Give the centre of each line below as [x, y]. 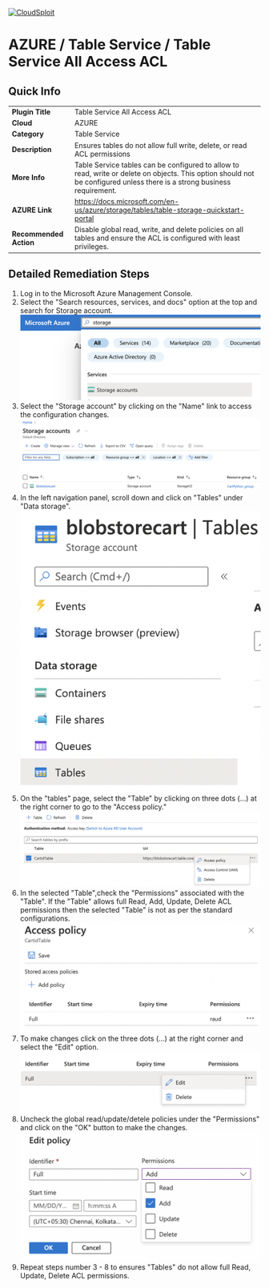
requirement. [96, 190]
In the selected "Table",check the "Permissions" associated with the [132, 893]
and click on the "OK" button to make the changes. [104, 1128]
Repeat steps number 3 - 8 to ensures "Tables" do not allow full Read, [135, 1267]
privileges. [92, 247]
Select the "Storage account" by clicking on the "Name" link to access [136, 406]
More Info [28, 178]
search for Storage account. [66, 310]
